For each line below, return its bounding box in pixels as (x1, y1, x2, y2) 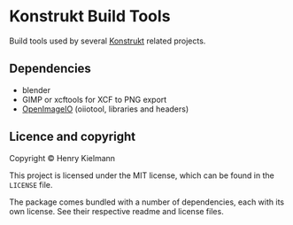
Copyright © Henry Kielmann (9, 152, 116, 163)
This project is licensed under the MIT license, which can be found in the (9, 170, 274, 181)
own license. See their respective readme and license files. (9, 206, 224, 216)
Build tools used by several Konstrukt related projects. (9, 35, 206, 46)
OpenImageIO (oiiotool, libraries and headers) (21, 104, 189, 114)
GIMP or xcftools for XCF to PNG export (21, 94, 167, 105)
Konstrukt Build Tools (9, 6, 171, 27)
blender (21, 84, 51, 95)
